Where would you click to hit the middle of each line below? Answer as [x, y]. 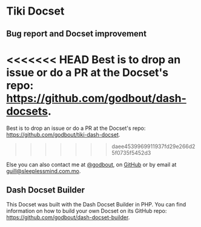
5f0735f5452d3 [131, 152]
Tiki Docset [35, 11]
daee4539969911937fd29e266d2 [153, 146]
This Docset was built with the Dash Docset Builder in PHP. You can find [96, 205]
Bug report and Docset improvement [77, 34]
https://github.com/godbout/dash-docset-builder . [68, 217]
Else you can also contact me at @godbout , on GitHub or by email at [91, 164]
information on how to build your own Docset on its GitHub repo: [87, 211]
